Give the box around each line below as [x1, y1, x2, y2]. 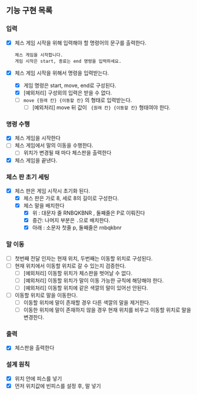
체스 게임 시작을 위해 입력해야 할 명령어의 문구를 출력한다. [14, 39, 147, 46]
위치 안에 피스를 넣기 [14, 375, 62, 382]
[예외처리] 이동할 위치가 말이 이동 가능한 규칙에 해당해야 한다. [23, 277, 164, 284]
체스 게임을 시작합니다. [14, 52, 64, 58]
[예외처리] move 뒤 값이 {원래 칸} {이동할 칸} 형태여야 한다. [32, 104, 171, 111]
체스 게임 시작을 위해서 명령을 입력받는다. [14, 69, 109, 76]
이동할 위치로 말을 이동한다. [14, 292, 78, 299]
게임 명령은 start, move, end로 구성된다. [23, 82, 116, 89]
